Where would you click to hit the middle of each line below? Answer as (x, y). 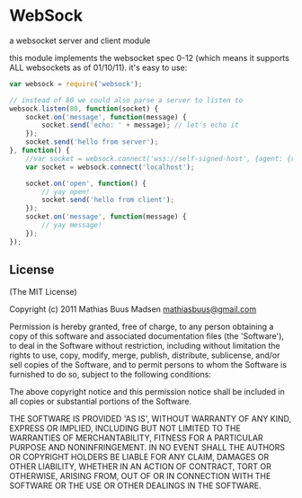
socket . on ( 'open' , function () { (86, 183)
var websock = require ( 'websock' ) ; (76, 84)
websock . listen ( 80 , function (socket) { (84, 109)
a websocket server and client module (80, 40)
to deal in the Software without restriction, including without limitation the (145, 345)
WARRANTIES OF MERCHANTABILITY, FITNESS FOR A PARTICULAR (136, 438)
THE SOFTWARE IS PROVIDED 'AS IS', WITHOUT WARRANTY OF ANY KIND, (151, 418)
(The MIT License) (44, 291)
